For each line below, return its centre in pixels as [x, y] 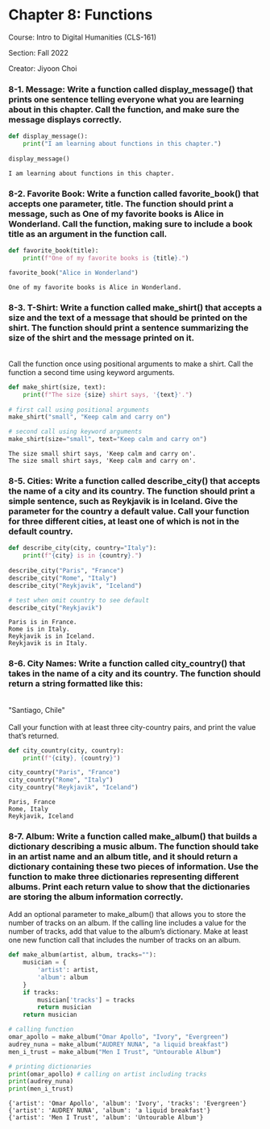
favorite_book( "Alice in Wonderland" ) [73, 273]
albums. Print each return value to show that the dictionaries [129, 886]
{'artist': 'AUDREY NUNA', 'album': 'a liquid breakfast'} [110, 1110]
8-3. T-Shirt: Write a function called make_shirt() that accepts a [135, 307]
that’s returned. [33, 735]
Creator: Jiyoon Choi [43, 68]
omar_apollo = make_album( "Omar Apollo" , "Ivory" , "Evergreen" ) [118, 1037]
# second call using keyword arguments [75, 432]
